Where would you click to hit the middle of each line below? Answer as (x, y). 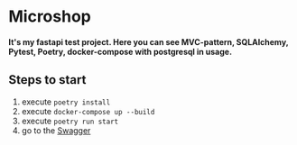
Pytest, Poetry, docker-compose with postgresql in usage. (120, 51)
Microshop (50, 17)
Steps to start (47, 80)
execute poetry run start (70, 121)
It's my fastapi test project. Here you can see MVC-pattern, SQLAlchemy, (148, 41)
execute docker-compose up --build (88, 111)
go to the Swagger (56, 130)
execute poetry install (66, 102)
